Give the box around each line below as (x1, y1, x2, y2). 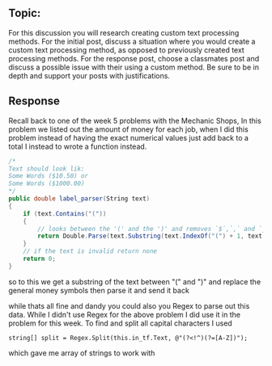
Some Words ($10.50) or (8, 172, 89, 180)
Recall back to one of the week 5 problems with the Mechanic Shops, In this (8, 116, 261, 125)
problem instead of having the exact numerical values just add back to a (8, 133, 249, 142)
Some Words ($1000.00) (8, 179, 85, 188)
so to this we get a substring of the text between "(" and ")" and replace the (8, 276, 261, 286)
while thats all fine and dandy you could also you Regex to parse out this (8, 301, 250, 310)
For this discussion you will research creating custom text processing (8, 27, 240, 37)
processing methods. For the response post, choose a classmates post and (8, 53, 260, 63)
